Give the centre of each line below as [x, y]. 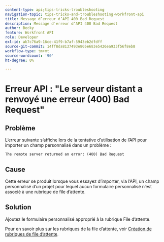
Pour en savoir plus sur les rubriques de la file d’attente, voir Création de [78, 229]
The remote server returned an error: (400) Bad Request [65, 154]
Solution [18, 207]
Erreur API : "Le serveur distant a [74, 89]
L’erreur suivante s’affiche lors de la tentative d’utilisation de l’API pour [76, 140]
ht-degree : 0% [20, 60]
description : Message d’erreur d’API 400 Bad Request [62, 23]
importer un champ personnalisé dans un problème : [58, 145]
